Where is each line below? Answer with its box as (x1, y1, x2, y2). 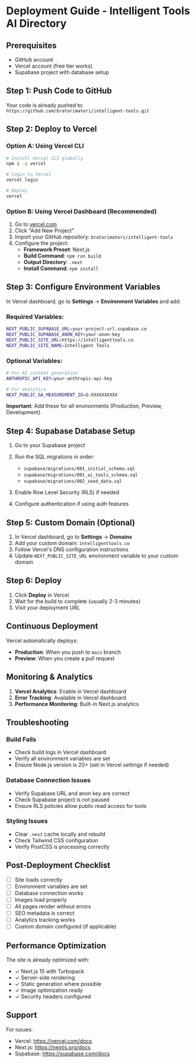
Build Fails (6, 735, 37, 743)
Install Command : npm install (23, 265, 99, 272)
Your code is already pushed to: (6, 101, 84, 109)
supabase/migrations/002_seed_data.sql (23, 479, 123, 485)
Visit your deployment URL (14, 604, 80, 611)
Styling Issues (6, 817, 49, 825)
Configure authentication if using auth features (14, 500, 129, 508)
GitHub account (14, 56, 53, 63)
